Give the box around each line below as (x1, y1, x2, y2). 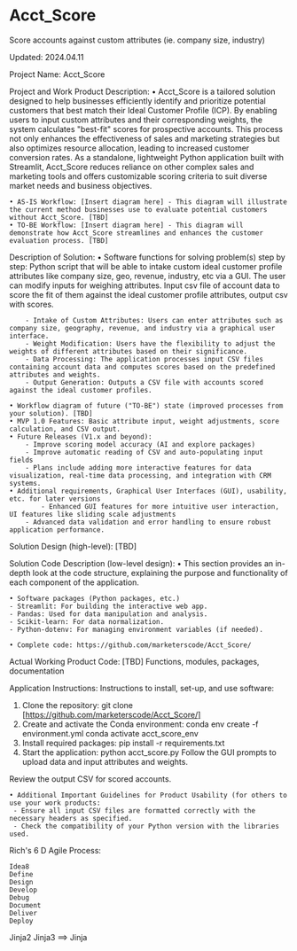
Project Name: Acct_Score (9, 68, 106, 80)
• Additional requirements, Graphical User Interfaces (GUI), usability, (9, 487, 288, 495)
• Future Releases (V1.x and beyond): (9, 432, 152, 441)
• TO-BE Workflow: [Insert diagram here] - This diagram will (9, 221, 244, 230)
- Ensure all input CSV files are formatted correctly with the (12, 806, 255, 815)
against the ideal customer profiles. (9, 386, 152, 394)
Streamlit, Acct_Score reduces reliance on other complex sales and (9, 161, 254, 172)
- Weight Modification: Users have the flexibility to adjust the (25, 339, 276, 348)
